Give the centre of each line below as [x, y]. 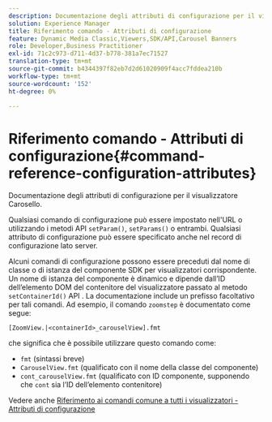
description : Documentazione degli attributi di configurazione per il [132, 16]
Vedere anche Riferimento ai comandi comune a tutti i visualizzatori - [123, 400]
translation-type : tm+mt [50, 62]
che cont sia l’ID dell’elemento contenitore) [91, 385]
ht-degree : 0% [32, 91]
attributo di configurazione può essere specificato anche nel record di [125, 237]
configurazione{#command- [106, 156]
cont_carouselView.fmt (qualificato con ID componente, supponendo [135, 376]
